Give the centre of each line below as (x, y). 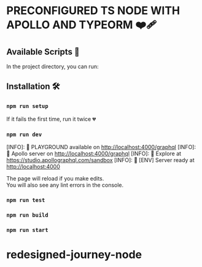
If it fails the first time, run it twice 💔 (51, 119)
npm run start (27, 230)
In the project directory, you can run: (52, 66)
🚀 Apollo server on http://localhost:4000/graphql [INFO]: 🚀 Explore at (94, 153)
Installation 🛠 (33, 87)
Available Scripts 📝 (43, 52)
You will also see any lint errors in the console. (65, 185)
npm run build (27, 215)
